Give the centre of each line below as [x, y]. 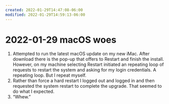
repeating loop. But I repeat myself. [49, 75]
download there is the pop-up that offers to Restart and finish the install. [88, 59]
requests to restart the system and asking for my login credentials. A [84, 70]
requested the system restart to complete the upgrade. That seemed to [87, 86]
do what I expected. [33, 91]
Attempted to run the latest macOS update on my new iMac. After [81, 54]
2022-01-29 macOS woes [61, 40]
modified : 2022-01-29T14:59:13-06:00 [45, 15]
